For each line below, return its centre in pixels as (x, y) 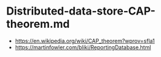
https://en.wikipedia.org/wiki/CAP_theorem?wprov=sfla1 (85, 41)
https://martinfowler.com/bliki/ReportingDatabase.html (83, 47)
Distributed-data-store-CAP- (81, 11)
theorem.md (38, 24)
